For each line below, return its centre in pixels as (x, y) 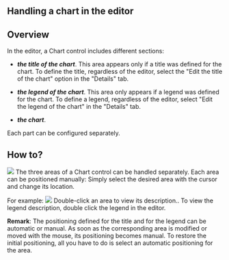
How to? (25, 154)
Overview (28, 35)
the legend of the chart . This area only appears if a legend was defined (118, 92)
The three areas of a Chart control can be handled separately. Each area (117, 172)
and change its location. (41, 187)
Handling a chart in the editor (70, 11)
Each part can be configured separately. (64, 133)
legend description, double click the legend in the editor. (86, 208)
